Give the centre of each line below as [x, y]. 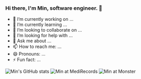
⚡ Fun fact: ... [27, 60]
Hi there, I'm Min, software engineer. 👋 [54, 8]
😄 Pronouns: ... [29, 54]
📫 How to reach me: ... [37, 47]
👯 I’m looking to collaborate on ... [47, 30]
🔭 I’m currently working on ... [43, 19]
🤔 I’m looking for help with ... [43, 36]
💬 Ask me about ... [32, 41]
